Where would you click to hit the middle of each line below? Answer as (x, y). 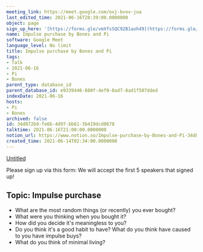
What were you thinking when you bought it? (71, 216)
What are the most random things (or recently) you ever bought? (95, 210)
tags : (13, 57)
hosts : (14, 102)
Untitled (16, 158)
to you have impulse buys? (48, 236)
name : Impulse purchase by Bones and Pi (58, 34)
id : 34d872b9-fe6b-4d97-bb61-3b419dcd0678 (60, 124)
